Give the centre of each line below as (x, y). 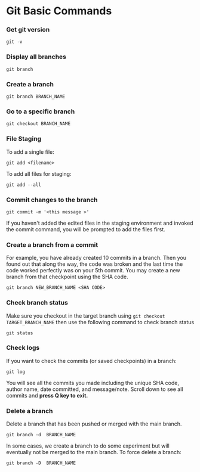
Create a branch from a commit (52, 244)
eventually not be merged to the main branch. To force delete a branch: (94, 452)
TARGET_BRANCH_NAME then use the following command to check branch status (100, 322)
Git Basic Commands (59, 11)
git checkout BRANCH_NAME (38, 124)
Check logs (23, 348)
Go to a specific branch (41, 111)
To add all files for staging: (39, 173)
